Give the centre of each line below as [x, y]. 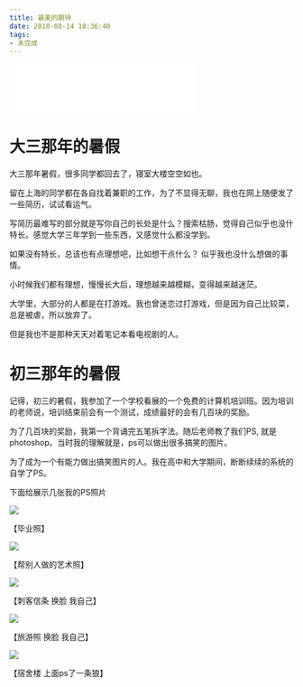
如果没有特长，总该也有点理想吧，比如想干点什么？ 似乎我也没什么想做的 [145, 254]
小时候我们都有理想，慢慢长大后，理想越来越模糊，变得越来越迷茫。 [136, 285]
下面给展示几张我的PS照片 [58, 493]
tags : [19, 34]
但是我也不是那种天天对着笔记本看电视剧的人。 [96, 334]
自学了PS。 [30, 473]
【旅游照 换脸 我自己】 [51, 637]
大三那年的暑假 [65, 147]
